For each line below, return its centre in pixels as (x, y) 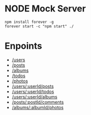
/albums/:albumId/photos (38, 107)
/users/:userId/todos (33, 91)
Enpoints (24, 46)
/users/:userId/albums (35, 97)
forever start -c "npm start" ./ (39, 26)
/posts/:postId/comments (38, 102)
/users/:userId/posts (33, 86)
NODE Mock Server (45, 9)
